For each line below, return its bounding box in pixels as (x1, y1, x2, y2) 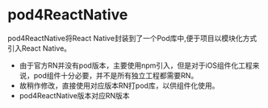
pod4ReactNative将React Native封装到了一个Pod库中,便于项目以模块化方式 (7, 33, 258, 43)
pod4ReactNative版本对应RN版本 (19, 90, 130, 100)
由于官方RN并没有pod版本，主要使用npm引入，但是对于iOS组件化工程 (19, 60, 253, 70)
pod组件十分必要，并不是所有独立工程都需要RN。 (33, 70, 199, 80)
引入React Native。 (7, 43, 72, 53)
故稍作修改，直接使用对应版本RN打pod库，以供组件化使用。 (19, 81, 220, 90)
